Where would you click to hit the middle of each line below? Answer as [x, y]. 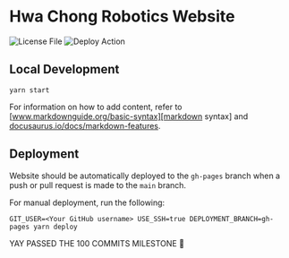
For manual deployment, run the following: [87, 202]
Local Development [64, 69]
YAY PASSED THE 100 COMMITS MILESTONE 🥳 [97, 243]
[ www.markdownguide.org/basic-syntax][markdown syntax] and [129, 116]
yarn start [30, 90]
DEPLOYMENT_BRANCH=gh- [232, 219]
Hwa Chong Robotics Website [122, 17]
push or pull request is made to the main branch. [98, 185]
